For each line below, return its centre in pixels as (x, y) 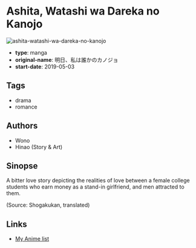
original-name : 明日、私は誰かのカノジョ (67, 59)
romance (26, 107)
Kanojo (24, 24)
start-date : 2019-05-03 (44, 66)
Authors (22, 126)
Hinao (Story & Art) (39, 147)
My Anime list (32, 239)
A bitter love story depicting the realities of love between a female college (98, 181)
